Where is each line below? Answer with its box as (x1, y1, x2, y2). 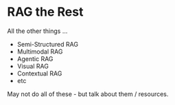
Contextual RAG (16, 69, 62, 78)
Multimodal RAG (16, 47, 63, 56)
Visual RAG (16, 62, 49, 70)
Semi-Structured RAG (16, 40, 79, 48)
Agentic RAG (16, 54, 54, 62)
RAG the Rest (7, 4, 84, 20)
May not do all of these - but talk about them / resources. (7, 90, 169, 98)
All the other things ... (7, 27, 68, 35)
